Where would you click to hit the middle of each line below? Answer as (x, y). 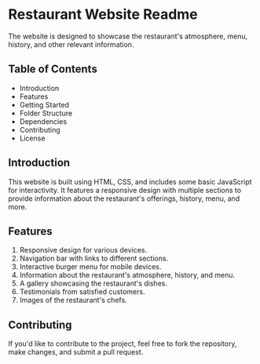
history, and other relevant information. (71, 44)
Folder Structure (46, 113)
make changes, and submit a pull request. (76, 352)
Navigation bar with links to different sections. (94, 258)
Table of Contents (53, 69)
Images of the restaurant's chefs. (73, 300)
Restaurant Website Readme (103, 15)
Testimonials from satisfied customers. (82, 292)
